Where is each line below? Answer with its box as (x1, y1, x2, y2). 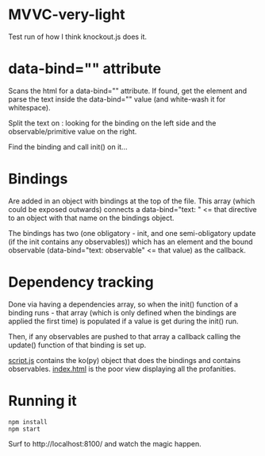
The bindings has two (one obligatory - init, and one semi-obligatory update (8, 228, 256, 238)
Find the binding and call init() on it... (8, 141, 129, 152)
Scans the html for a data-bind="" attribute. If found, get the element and (8, 86, 248, 95)
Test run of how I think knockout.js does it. (8, 32, 148, 41)
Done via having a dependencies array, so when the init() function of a (8, 299, 239, 309)
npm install (8, 418, 48, 426)
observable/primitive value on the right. (8, 126, 137, 136)
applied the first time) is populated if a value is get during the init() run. (8, 316, 240, 326)
